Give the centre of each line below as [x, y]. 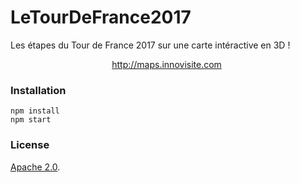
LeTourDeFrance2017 [101, 17]
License [30, 145]
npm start [31, 120]
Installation [38, 90]
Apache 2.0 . [35, 167]
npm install [35, 111]
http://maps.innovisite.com [166, 64]
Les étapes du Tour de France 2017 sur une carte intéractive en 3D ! [150, 45]
